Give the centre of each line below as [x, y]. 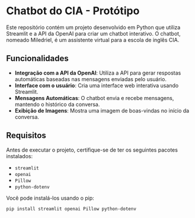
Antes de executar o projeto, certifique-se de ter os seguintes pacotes [92, 150]
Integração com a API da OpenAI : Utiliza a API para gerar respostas [98, 73]
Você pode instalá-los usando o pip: [50, 198]
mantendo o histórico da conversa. [57, 104]
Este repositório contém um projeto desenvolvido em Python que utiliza [93, 27]
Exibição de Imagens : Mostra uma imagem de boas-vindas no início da [102, 110]
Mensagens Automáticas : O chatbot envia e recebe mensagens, [94, 98]
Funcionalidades [38, 58]
